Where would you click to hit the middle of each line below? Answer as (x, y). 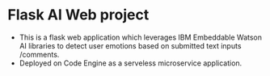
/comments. (39, 54)
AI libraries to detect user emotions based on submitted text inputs (130, 45)
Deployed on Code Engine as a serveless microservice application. (131, 63)
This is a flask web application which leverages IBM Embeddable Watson (141, 37)
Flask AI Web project (78, 15)
